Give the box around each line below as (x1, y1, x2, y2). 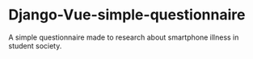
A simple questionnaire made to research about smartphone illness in (8, 32, 239, 42)
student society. (8, 40, 62, 50)
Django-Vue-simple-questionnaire (8, 6, 246, 24)
